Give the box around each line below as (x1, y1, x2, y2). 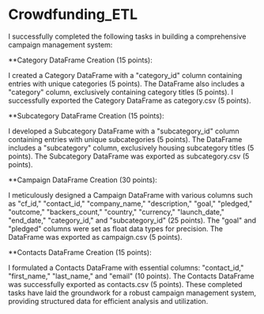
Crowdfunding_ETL (8, 6, 138, 24)
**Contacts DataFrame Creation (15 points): (8, 247, 152, 257)
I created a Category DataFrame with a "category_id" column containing (8, 70, 243, 80)
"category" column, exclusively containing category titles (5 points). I (8, 87, 233, 96)
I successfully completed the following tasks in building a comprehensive (8, 32, 247, 41)
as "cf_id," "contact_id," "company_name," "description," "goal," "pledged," (8, 199, 253, 208)
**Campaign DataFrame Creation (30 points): (8, 175, 158, 185)
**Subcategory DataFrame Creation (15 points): (8, 110, 164, 120)
